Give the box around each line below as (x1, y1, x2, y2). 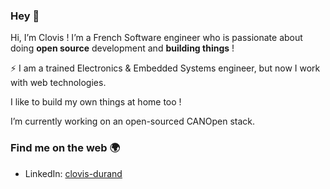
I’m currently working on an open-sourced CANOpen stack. (10, 115, 256, 128)
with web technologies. (10, 77, 107, 89)
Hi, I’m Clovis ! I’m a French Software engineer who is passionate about (10, 32, 303, 44)
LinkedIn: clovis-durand (24, 167, 123, 179)
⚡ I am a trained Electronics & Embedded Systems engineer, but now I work (10, 62, 321, 74)
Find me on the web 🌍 (10, 141, 120, 155)
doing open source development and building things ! (10, 42, 235, 54)
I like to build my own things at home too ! (10, 96, 182, 108)
